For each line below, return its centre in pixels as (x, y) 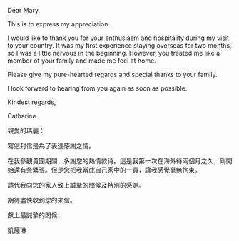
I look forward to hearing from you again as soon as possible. (97, 88)
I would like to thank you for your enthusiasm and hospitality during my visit (118, 38)
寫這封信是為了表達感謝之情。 (51, 146)
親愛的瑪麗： (26, 130)
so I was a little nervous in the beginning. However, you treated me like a (114, 53)
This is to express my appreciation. (59, 24)
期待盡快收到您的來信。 (42, 200)
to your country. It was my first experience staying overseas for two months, (119, 45)
